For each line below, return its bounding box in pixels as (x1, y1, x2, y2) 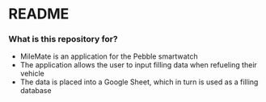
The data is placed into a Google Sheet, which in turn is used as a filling (19, 77, 259, 87)
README (8, 5, 70, 23)
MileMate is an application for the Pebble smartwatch (19, 51, 198, 61)
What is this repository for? (8, 34, 119, 45)
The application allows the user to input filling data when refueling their (19, 60, 257, 70)
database (19, 86, 52, 96)
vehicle (19, 69, 44, 79)
